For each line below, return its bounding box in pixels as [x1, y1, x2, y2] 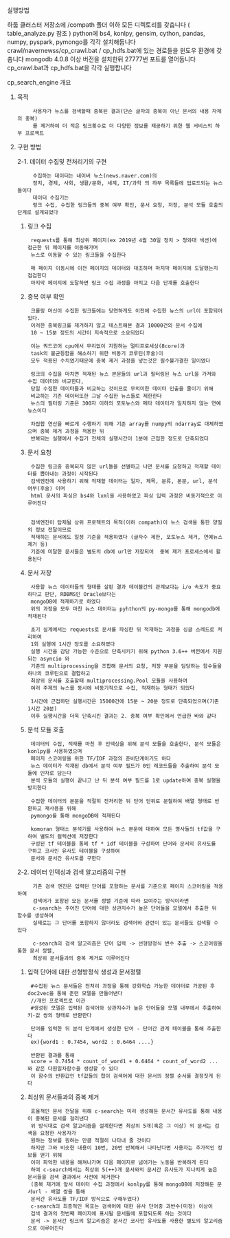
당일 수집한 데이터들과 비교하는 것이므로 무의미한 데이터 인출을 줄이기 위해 [30, 385, 214, 392]
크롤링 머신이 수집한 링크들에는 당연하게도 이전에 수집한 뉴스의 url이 [30, 308, 201, 314]
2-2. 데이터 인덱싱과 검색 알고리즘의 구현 [16, 868, 126, 876]
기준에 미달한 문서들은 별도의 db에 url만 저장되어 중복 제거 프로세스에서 [30, 548, 214, 555]
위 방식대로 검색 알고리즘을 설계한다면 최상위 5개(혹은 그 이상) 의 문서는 [30, 1122, 212, 1129]
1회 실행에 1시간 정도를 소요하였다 [30, 641, 115, 648]
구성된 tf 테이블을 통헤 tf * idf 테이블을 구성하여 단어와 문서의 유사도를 [30, 840, 216, 847]
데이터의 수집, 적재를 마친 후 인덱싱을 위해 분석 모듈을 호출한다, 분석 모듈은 [30, 740, 221, 747]
